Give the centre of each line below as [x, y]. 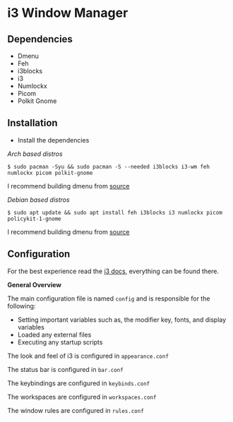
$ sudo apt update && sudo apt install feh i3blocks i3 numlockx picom [115, 212]
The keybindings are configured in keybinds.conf [79, 383]
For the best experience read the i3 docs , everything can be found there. [113, 271]
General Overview [35, 284]
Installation [32, 123]
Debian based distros [38, 200]
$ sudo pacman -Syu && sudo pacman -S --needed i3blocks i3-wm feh [109, 167]
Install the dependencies [53, 140]
